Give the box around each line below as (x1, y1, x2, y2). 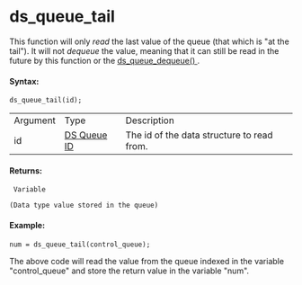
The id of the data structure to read (125, 129, 273, 141)
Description (125, 114, 175, 127)
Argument (13, 114, 57, 127)
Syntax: (9, 76, 40, 86)
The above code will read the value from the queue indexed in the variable (9, 255, 285, 266)
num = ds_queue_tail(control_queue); (9, 240, 151, 249)
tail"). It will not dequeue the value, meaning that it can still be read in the (9, 45, 280, 56)
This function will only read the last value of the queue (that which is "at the (9, 36, 289, 47)
